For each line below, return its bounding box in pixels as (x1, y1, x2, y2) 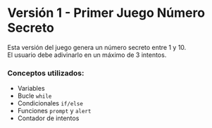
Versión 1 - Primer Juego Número (7, 5, 206, 21)
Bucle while (17, 91, 52, 100)
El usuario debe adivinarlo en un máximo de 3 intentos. (7, 51, 167, 59)
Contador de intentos (17, 114, 80, 122)
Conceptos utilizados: (7, 68, 85, 78)
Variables (17, 84, 45, 93)
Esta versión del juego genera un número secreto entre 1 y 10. (7, 43, 187, 51)
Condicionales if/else (17, 99, 83, 108)
